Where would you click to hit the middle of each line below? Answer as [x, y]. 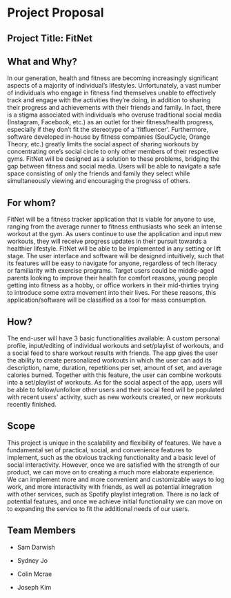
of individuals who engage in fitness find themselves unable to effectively [112, 93]
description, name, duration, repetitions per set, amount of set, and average [115, 368]
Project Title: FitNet [50, 38]
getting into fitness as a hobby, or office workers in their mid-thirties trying [113, 285]
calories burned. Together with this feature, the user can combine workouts [114, 375]
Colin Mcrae [34, 574]
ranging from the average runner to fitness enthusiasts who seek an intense [115, 226]
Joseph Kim [34, 587]
